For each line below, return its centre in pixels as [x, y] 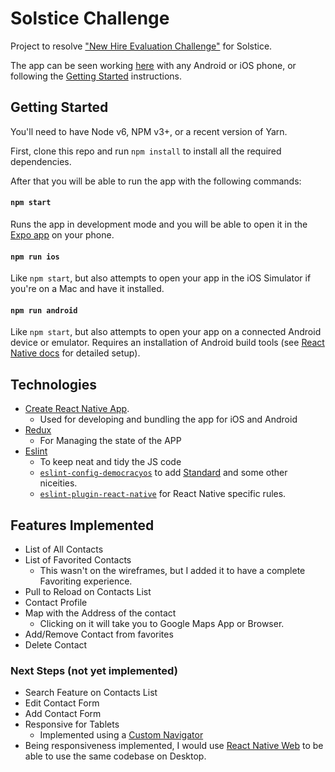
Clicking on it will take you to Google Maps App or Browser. [162, 623]
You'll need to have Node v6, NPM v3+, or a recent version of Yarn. [149, 131]
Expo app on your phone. [62, 234]
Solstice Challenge [90, 18]
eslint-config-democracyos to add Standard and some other [163, 473]
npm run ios [35, 257]
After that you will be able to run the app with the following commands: [156, 181]
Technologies [54, 384]
